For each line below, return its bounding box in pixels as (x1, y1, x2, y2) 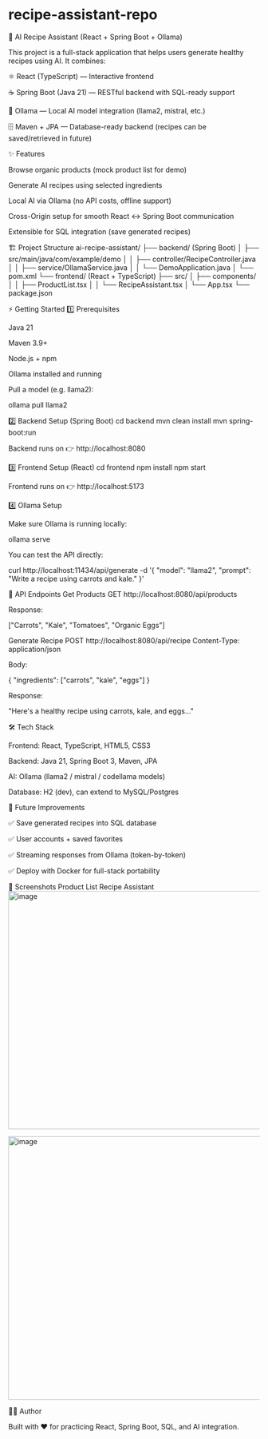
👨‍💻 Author (8, 1406, 42, 1416)
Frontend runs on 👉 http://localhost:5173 (8, 481, 145, 491)
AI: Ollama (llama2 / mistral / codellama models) (8, 771, 166, 781)
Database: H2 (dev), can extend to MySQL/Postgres (8, 787, 179, 797)
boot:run (8, 427, 37, 437)
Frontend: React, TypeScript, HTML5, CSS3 (8, 741, 151, 750)
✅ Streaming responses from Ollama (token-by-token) (8, 849, 186, 860)
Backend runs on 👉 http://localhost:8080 (8, 443, 146, 453)
